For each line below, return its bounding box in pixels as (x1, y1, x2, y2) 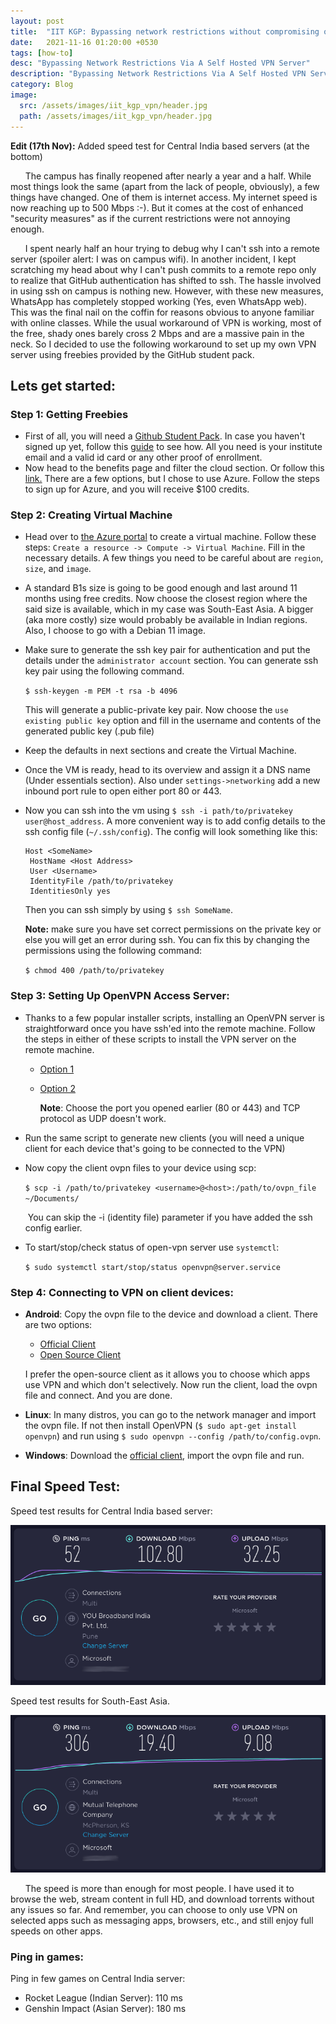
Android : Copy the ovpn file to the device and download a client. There (24, 1308, 319, 1320)
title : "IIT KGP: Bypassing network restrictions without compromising (10, 26, 320, 37)
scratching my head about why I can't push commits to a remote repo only (10, 263, 317, 275)
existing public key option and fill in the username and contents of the (24, 715, 322, 727)
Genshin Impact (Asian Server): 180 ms (24, 2003, 187, 2015)
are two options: (24, 1319, 93, 1331)
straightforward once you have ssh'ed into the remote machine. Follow (24, 1022, 316, 1034)
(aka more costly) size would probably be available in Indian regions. (24, 614, 308, 626)
